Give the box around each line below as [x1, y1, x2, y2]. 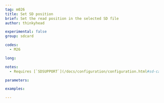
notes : [5, 64, 19, 69]
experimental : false [5, 29, 47, 34]
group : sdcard [5, 34, 34, 39]
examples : [5, 87, 25, 91]
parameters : [5, 78, 29, 83]
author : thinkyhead [5, 20, 45, 26]
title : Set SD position [5, 12, 54, 16]
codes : [5, 43, 19, 47]
